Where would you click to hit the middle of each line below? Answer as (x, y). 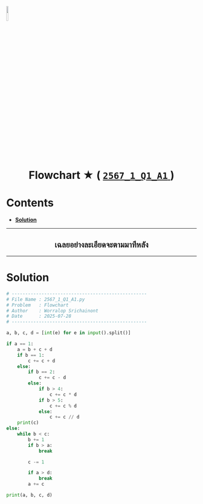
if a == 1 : (20, 344)
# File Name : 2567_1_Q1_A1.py (46, 299)
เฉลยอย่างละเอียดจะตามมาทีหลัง (101, 245)
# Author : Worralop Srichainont (52, 311)
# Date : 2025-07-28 (39, 316)
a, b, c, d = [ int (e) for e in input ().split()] (69, 333)
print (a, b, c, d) (29, 495)
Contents (30, 203)
